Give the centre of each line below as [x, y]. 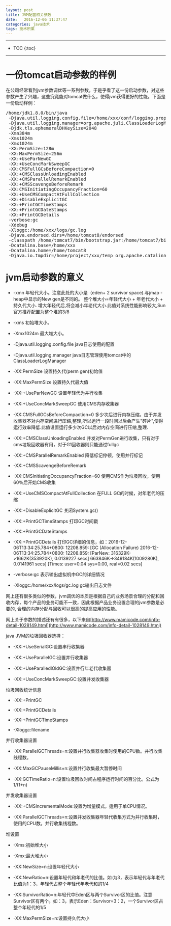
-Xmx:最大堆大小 [31, 856]
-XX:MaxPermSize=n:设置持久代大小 [51, 918]
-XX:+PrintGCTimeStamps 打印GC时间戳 [56, 521]
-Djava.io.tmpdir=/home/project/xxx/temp [61, 256]
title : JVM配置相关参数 [28, 15]
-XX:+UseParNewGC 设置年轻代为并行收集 [58, 393]
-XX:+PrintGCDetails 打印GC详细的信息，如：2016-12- [70, 542]
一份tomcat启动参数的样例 [61, 75]
